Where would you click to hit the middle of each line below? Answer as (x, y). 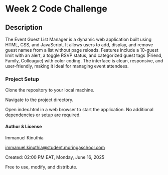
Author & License (24, 126)
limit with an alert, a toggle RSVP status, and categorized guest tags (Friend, (84, 55)
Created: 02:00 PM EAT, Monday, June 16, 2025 (55, 157)
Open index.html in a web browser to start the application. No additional (79, 110)
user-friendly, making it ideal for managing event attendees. (67, 66)
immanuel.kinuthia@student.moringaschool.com (55, 147)
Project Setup (22, 79)
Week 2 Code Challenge (56, 9)
